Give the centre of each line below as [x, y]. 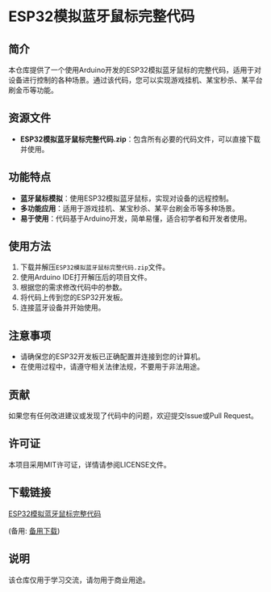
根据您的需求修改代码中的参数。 [73, 287]
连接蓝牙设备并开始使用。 [63, 307]
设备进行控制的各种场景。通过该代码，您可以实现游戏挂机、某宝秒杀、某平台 [135, 80]
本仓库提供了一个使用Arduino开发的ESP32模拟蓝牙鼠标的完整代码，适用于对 [135, 70]
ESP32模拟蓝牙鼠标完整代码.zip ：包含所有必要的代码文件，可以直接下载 [140, 139]
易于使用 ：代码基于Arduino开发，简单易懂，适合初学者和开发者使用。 [135, 218]
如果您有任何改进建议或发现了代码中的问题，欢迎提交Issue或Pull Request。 [133, 416]
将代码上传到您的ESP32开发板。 [73, 298]
